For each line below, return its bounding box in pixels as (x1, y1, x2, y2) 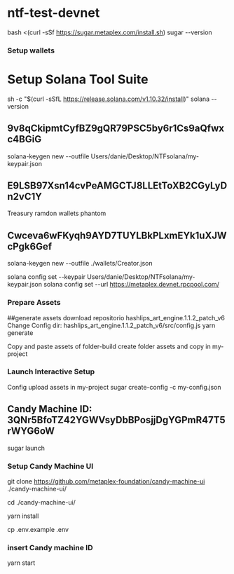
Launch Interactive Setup (7, 367, 95, 376)
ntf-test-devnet (7, 5, 100, 21)
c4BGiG (7, 133, 42, 145)
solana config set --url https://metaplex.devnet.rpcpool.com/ (43, 280, 219, 289)
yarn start (7, 559, 36, 567)
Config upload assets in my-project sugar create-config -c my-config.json (7, 383, 222, 391)
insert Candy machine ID (7, 542, 93, 552)
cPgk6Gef (7, 240, 53, 252)
